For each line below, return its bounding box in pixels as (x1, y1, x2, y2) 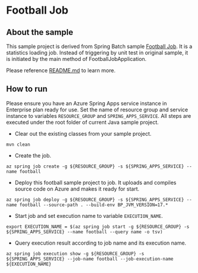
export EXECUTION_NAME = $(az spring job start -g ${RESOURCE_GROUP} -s (6, 223, 190, 230)
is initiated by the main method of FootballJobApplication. (6, 56, 147, 62)
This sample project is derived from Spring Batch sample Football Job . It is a (6, 43, 193, 50)
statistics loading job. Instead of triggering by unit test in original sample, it (6, 49, 189, 56)
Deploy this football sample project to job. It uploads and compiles (14, 179, 177, 186)
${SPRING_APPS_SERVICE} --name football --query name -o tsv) (6, 229, 163, 235)
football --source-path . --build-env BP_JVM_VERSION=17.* (19, 202, 168, 208)
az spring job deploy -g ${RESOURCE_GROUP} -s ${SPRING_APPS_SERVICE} (6, 197, 184, 203)
